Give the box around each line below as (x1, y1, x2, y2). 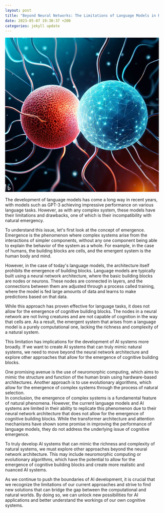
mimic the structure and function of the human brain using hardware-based (5, 374, 157, 380)
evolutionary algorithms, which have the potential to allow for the (5, 457, 136, 463)
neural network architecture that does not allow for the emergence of (5, 411, 144, 417)
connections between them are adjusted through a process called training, (5, 283, 155, 289)
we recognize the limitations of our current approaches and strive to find (5, 482, 151, 488)
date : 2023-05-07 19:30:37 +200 (5, 18, 71, 23)
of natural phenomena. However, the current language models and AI (5, 400, 144, 406)
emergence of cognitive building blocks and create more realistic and (5, 462, 145, 467)
